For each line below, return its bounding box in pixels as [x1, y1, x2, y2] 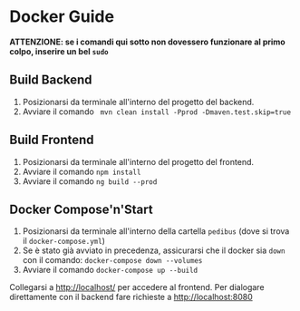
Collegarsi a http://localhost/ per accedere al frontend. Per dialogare [9, 282, 265, 293]
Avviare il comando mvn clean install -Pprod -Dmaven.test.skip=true [22, 106, 292, 117]
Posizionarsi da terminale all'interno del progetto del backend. [22, 96, 255, 107]
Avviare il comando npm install [22, 166, 141, 177]
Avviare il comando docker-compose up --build [22, 265, 198, 276]
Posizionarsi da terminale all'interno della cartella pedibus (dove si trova [22, 226, 290, 237]
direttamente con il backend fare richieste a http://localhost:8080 [9, 292, 253, 303]
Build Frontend [9, 132, 94, 148]
